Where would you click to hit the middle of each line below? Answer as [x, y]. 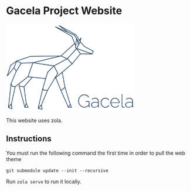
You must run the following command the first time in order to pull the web [96, 153]
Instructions [29, 139]
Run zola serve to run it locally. [44, 181]
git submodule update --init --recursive [57, 170]
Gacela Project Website [64, 11]
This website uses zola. [34, 120]
